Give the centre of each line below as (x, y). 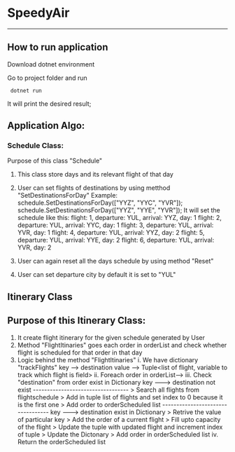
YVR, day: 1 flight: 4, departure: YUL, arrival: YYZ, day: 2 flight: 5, (111, 233)
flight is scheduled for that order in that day (80, 352)
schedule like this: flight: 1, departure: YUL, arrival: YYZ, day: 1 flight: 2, (120, 218)
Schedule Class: (36, 146)
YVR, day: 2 (34, 247)
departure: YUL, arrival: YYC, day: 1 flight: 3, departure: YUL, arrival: (115, 225)
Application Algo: (46, 126)
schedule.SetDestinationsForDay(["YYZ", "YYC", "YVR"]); (100, 203)
